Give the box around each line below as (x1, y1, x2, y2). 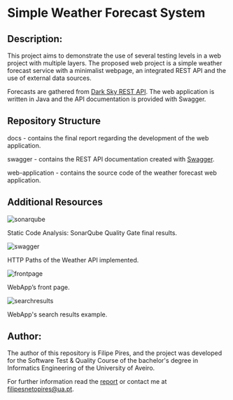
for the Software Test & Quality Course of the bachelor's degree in (7, 356, 198, 365)
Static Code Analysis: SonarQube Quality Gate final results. (7, 228, 177, 236)
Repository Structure (7, 115, 101, 127)
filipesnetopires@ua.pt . (7, 385, 75, 394)
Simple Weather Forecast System (7, 5, 206, 21)
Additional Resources (7, 196, 103, 208)
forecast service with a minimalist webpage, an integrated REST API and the (7, 67, 226, 74)
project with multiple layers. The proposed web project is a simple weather (7, 59, 223, 67)
